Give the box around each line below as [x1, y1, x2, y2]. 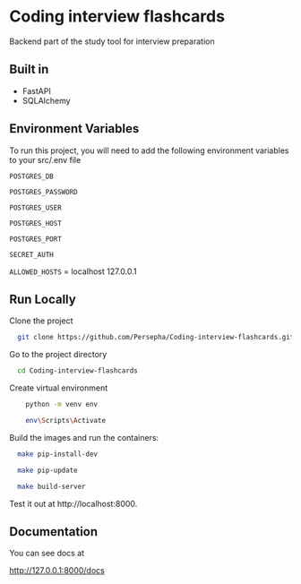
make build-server [17, 482, 87, 491]
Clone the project [9, 315, 73, 326]
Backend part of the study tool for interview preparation [9, 36, 215, 47]
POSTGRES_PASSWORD [9, 187, 78, 196]
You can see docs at [9, 548, 85, 559]
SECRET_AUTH [9, 250, 54, 259]
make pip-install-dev [17, 450, 99, 459]
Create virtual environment [9, 382, 108, 393]
